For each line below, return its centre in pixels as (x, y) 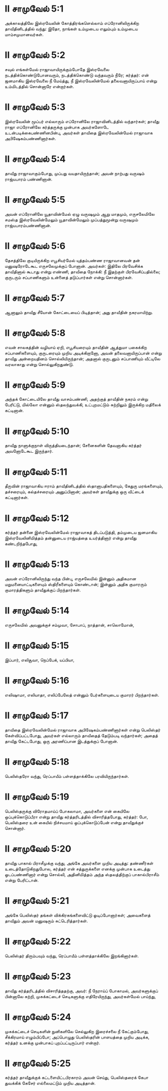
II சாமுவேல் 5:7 (35, 298)
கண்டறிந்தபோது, (21, 544)
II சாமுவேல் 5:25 (38, 1063)
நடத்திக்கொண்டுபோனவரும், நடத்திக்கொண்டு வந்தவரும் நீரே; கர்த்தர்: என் (77, 75)
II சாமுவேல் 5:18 (37, 762)
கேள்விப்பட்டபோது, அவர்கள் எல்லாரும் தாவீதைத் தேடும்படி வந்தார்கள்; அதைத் (81, 735)
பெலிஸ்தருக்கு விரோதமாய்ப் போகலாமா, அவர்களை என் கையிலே (67, 811)
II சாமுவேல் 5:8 (35, 333)
